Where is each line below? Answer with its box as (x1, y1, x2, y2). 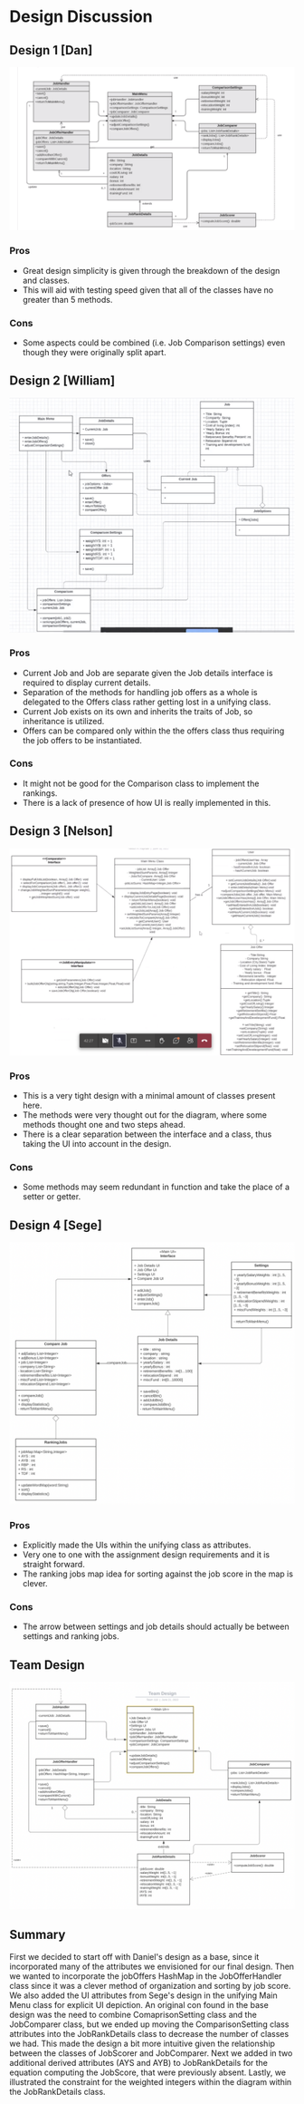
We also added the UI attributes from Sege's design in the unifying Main (9, 1990, 278, 2001)
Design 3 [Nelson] (9, 823, 113, 839)
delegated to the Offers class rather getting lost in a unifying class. (22, 696, 271, 707)
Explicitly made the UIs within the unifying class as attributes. (22, 1539, 252, 1551)
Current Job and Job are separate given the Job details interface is (22, 667, 273, 678)
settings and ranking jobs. (22, 1631, 119, 1642)
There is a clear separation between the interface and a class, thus (22, 1129, 272, 1139)
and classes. (22, 275, 71, 286)
